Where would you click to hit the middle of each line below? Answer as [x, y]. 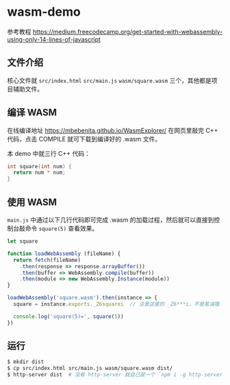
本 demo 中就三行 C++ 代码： [49, 153]
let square [23, 241]
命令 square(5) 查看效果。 [62, 228]
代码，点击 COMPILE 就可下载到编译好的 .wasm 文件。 [84, 139]
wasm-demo [44, 12]
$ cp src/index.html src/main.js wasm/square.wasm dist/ [90, 369]
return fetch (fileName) [47, 260]
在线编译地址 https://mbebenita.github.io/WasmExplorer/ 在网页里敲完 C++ [113, 130]
